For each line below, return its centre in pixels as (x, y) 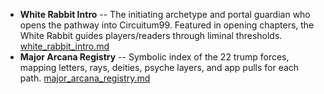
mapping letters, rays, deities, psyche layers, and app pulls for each (159, 67)
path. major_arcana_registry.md (85, 78)
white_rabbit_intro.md (64, 46)
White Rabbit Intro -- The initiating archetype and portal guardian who (165, 14)
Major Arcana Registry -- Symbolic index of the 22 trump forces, (154, 57)
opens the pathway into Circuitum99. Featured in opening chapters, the (167, 25)
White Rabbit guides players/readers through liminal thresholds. (151, 35)
